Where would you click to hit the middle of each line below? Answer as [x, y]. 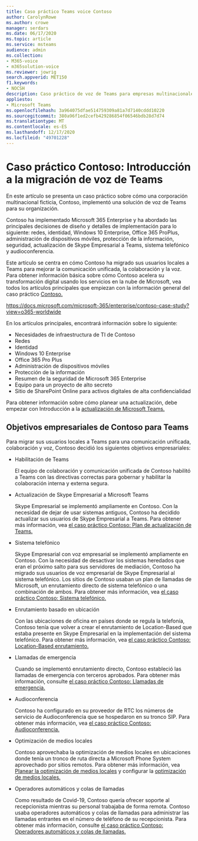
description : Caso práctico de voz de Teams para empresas [80, 94]
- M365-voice [22, 61]
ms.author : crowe [27, 22]
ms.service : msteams [32, 45]
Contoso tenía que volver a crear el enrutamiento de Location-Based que [103, 627]
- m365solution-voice [33, 66]
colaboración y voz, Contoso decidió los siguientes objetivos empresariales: [98, 448]
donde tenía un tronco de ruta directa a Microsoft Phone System [93, 758]
